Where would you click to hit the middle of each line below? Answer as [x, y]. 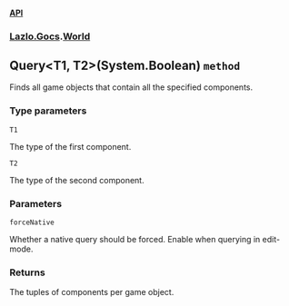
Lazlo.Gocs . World [50, 36]
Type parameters [48, 111]
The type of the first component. [70, 146]
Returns [27, 272]
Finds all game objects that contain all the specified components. [131, 87]
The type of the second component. [77, 180]
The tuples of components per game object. [92, 292]
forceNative [32, 222]
